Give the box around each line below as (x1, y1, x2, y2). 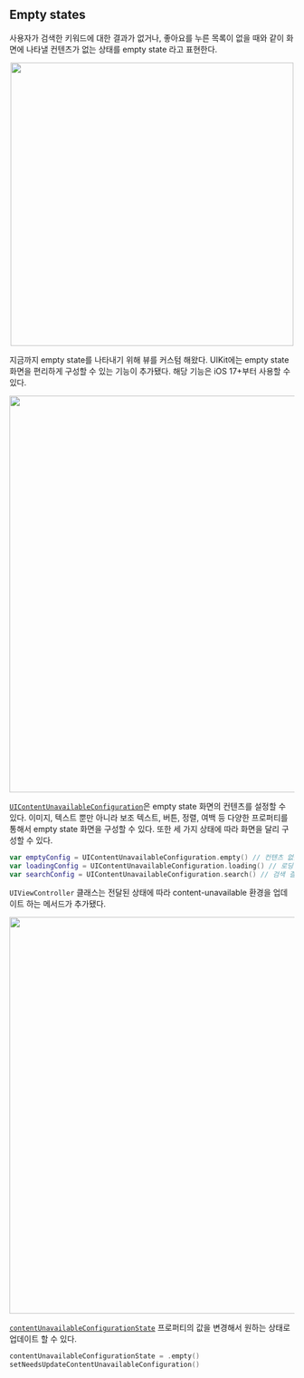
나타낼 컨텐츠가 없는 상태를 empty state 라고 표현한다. (25, 44, 218, 54)
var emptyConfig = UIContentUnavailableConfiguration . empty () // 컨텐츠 (9, 852, 283, 862)
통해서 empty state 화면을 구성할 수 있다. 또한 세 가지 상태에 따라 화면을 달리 (9, 823, 280, 834)
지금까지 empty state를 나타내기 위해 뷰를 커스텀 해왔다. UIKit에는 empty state (9, 354, 290, 365)
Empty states (9, 7, 86, 23)
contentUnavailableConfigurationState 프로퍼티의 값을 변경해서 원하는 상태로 (9, 1323, 291, 1334)
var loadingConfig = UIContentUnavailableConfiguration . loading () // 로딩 (9, 861, 294, 870)
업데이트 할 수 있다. (9, 1334, 77, 1344)
